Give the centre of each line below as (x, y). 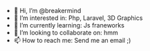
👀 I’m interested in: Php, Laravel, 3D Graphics (78, 18)
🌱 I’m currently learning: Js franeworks (69, 25)
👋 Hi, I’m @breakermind (47, 11)
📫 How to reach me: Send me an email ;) (72, 40)
